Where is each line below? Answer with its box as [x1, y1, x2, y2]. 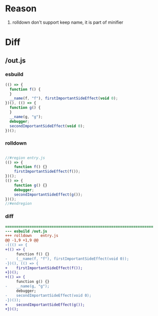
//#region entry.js [5, 155, 45, 160]
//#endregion [5, 201, 32, 206]
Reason [5, 3, 37, 14]
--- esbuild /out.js [5, 229, 48, 234]
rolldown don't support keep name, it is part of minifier [12, 19, 123, 25]
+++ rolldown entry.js [5, 233, 58, 238]
